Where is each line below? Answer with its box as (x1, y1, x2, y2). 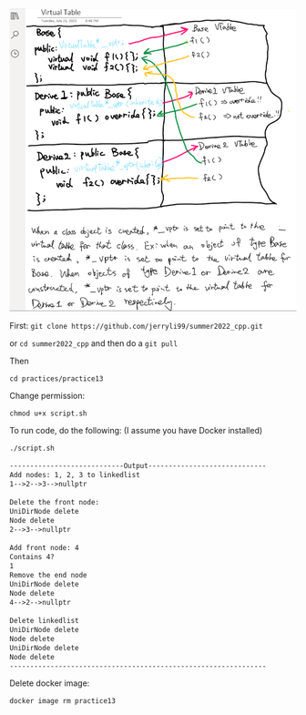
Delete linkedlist (9, 617, 79, 626)
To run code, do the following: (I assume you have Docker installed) (9, 425, 263, 436)
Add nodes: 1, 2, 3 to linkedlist (9, 471, 141, 480)
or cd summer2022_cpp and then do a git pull (9, 338, 178, 349)
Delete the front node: (9, 498, 100, 507)
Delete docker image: (9, 678, 90, 689)
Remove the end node (9, 571, 88, 580)
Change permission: (9, 391, 86, 402)
